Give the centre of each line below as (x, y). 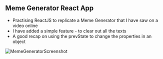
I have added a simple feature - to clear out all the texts (69, 31)
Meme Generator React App (49, 8)
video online (25, 25)
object (19, 41)
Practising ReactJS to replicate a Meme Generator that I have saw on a (85, 20)
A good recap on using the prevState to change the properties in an (82, 36)
